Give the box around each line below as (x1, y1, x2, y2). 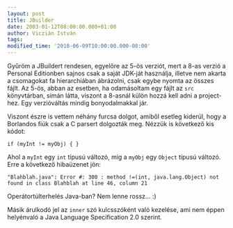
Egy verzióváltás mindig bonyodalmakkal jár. (20, 99, 148, 107)
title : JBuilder (7, 17, 54, 24)
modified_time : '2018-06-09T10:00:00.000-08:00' (7, 43, 151, 50)
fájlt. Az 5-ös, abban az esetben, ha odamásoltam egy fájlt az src (7, 84, 195, 92)
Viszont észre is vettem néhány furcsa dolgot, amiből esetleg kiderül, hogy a (7, 112, 227, 121)
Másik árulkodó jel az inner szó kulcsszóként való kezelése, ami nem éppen (7, 206, 225, 213)
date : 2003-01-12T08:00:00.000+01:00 (7, 23, 117, 30)
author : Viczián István (7, 29, 77, 37)
